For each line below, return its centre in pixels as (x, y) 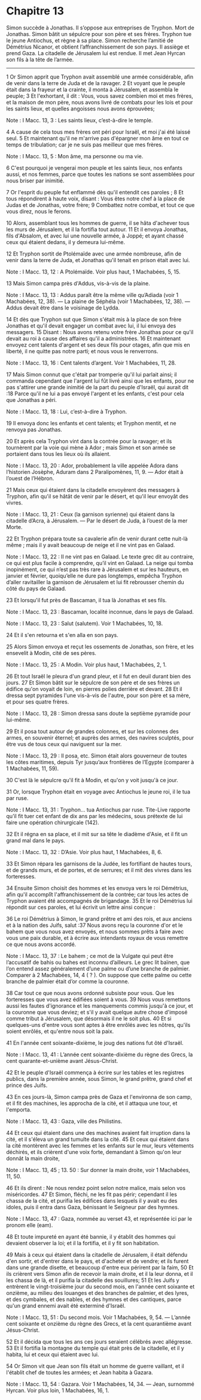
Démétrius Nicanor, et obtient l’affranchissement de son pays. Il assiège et (98, 47)
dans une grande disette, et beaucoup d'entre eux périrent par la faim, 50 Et (100, 1267)
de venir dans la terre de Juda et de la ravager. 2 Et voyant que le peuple (96, 83)
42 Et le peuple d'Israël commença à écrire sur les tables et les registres (95, 1072)
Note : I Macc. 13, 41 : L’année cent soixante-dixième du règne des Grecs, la (100, 1054)
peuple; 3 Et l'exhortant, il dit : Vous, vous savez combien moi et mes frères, (100, 96)
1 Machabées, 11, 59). (33, 768)
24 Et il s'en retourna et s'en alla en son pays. (62, 635)
